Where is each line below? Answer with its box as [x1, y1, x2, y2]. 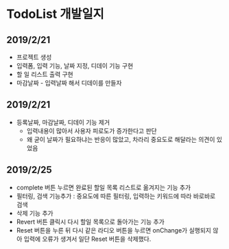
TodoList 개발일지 [6, 6, 104, 22]
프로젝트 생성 [16, 53, 52, 61]
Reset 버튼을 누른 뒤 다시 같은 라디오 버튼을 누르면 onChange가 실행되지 [16, 226, 212, 234]
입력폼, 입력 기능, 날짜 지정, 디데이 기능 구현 [16, 62, 134, 69]
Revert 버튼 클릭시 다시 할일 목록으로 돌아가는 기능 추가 [16, 217, 165, 226]
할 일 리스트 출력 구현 [16, 70, 73, 78]
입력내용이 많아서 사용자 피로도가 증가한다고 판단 [26, 126, 157, 134]
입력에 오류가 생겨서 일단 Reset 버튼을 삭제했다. [23, 235, 152, 243]
